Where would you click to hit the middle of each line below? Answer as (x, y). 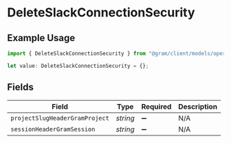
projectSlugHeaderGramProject (60, 118)
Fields (21, 87)
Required (156, 106)
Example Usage (41, 38)
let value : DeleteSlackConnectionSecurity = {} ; (78, 66)
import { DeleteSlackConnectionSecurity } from (77, 53)
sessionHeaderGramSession (53, 129)
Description (198, 106)
